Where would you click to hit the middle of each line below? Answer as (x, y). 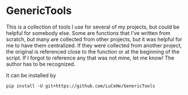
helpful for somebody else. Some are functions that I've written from (88, 33)
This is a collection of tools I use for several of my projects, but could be (93, 27)
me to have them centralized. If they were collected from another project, (94, 45)
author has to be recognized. (41, 64)
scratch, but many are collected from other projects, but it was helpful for (94, 39)
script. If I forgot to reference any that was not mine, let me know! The (90, 58)
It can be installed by (31, 75)
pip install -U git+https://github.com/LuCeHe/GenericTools (81, 86)
